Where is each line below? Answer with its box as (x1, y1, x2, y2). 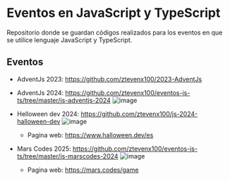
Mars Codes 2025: (16, 144, 71, 153)
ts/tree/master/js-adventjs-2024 (16, 96, 111, 104)
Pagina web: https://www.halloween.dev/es (27, 130, 154, 139)
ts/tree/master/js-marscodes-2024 (16, 151, 119, 160)
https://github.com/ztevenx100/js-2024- (80, 109, 198, 118)
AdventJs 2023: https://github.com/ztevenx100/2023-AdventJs (16, 75, 202, 83)
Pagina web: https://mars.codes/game (27, 166, 139, 174)
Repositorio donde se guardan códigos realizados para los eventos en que (6, 28, 223, 37)
